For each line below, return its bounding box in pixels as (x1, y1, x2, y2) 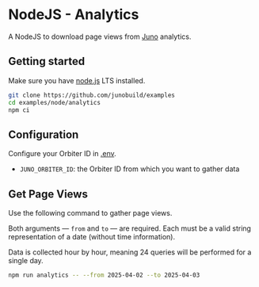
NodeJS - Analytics (8, 6, 139, 24)
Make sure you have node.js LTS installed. (8, 75, 146, 85)
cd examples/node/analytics (8, 98, 101, 106)
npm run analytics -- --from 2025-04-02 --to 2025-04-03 (8, 271, 200, 279)
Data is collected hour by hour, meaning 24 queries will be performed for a (8, 247, 252, 257)
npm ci (8, 105, 30, 114)
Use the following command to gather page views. (8, 209, 173, 217)
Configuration (8, 128, 79, 141)
